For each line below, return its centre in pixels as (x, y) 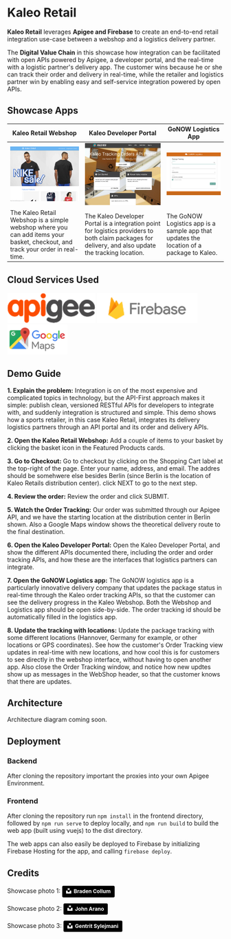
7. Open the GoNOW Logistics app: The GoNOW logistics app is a (101, 580)
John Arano (89, 908)
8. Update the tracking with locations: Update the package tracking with (111, 630)
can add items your (37, 234)
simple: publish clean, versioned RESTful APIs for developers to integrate (111, 405)
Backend (22, 761)
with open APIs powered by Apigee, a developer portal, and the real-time (111, 59)
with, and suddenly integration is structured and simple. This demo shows (112, 412)
